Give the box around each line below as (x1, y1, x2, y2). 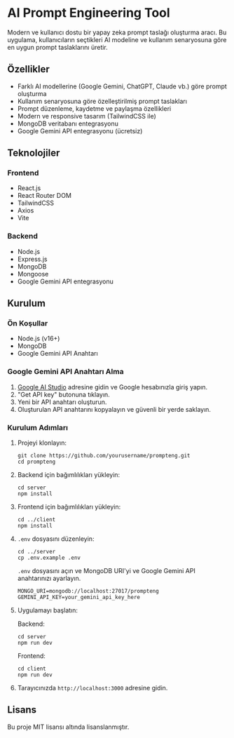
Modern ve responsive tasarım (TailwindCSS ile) (17, 112, 156, 120)
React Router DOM (17, 192, 72, 200)
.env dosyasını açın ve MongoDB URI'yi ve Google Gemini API (17, 567, 196, 575)
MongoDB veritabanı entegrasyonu (17, 119, 119, 128)
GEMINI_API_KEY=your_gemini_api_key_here (17, 594, 140, 601)
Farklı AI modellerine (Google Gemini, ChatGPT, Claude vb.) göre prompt (17, 82, 228, 90)
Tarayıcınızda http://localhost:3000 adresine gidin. (17, 684, 168, 692)
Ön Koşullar (7, 318, 48, 328)
